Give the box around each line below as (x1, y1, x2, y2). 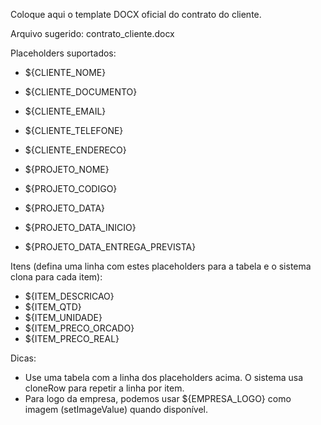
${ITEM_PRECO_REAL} (24, 333, 120, 344)
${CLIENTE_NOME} (24, 67, 107, 78)
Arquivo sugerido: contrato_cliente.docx (10, 28, 175, 39)
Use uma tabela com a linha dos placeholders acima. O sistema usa (24, 372, 304, 383)
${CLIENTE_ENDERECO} (24, 144, 127, 156)
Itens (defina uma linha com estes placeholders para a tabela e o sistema (10, 260, 312, 272)
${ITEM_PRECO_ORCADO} (24, 322, 135, 334)
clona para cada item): (10, 271, 103, 283)
